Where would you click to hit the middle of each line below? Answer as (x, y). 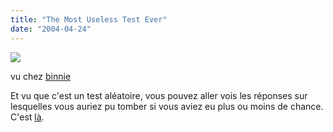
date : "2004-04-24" (51, 29)
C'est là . (27, 117)
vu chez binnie (41, 76)
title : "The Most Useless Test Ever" (89, 19)
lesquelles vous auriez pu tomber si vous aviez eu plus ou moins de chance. (167, 106)
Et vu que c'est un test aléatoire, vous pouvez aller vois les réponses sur (159, 95)
